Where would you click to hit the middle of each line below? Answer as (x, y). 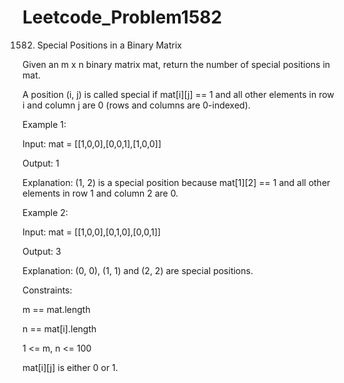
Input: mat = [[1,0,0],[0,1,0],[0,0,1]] (92, 232)
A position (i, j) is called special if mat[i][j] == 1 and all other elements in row (178, 94)
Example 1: (44, 124)
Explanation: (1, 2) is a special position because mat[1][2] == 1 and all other (176, 182)
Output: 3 (42, 251)
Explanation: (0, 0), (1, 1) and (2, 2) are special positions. (138, 270)
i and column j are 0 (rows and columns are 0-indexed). (136, 105)
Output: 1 (41, 163)
